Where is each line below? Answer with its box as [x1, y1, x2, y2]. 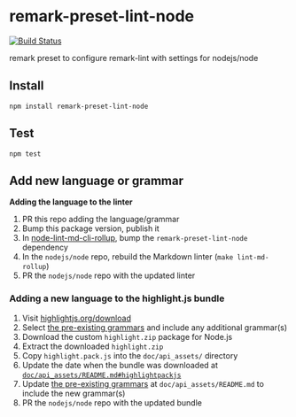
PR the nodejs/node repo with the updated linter [21, 270, 196, 281]
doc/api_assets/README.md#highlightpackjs [21, 370, 182, 380]
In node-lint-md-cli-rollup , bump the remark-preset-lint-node [21, 233, 248, 243]
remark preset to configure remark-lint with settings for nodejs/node [9, 52, 259, 63]
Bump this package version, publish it [21, 223, 160, 234]
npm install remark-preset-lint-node [9, 102, 149, 111]
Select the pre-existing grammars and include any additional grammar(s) [21, 321, 288, 333]
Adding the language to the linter [9, 197, 133, 207]
